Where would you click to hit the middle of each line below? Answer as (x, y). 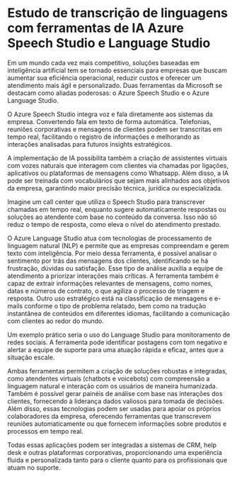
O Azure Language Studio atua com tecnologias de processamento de (110, 238)
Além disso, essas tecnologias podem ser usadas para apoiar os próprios (114, 408)
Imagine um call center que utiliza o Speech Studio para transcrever (106, 202)
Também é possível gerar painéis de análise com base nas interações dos (115, 393)
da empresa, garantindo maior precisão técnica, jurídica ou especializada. (115, 188)
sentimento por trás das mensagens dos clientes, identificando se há (108, 261)
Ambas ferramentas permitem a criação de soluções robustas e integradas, (117, 371)
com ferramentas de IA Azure (96, 28)
